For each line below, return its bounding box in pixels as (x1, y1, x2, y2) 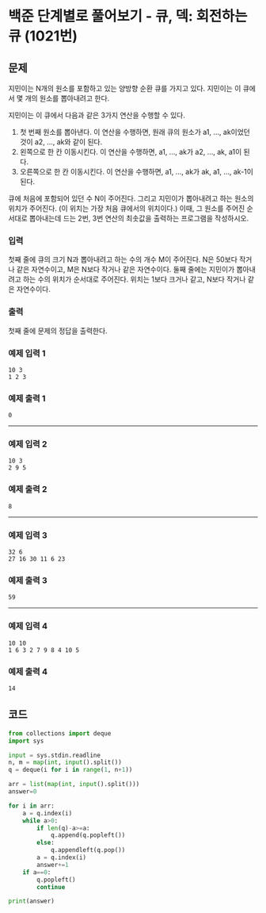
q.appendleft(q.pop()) (50, 846, 126, 854)
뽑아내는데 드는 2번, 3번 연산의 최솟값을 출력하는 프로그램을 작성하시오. (28, 213, 249, 223)
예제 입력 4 (8, 620, 48, 631)
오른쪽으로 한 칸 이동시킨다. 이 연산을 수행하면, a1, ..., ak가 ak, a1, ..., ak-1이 (19, 167, 253, 176)
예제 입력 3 (8, 529, 47, 540)
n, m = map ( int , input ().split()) (8, 758, 123, 766)
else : (36, 838, 55, 847)
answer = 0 (8, 788, 37, 796)
